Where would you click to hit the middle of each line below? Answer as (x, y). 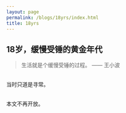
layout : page (23, 12)
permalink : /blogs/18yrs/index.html (52, 18)
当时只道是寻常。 (28, 84)
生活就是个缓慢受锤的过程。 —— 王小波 (70, 65)
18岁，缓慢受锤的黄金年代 (55, 49)
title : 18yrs (23, 23)
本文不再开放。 (25, 104)
